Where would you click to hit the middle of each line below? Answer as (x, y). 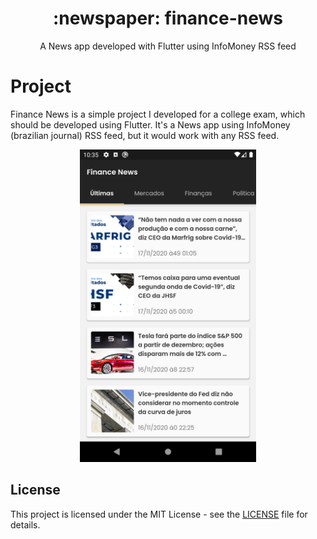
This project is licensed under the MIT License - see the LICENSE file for (159, 514)
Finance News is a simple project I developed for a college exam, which (158, 114)
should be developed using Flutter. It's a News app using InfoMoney (150, 124)
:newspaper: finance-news (167, 18)
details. (25, 524)
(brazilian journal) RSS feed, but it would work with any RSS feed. (145, 135)
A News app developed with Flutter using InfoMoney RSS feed (168, 46)
